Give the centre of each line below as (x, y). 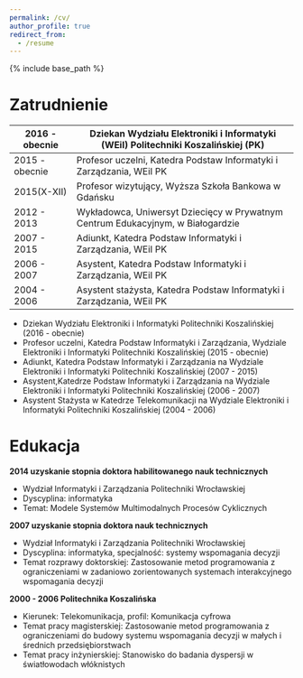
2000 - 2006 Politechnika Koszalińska (83, 599)
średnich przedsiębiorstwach (77, 645)
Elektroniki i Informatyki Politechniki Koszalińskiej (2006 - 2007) (141, 391)
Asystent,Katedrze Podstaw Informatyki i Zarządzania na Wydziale (146, 381)
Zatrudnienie (59, 105)
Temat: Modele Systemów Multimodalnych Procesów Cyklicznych (145, 508)
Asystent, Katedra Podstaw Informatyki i (161, 265)
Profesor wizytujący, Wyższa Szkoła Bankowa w (179, 186)
